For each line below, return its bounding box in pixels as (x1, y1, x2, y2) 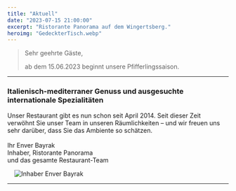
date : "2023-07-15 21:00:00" (7, 17, 93, 24)
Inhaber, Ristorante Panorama (7, 148, 93, 157)
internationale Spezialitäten (7, 95, 104, 105)
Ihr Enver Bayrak (7, 141, 55, 149)
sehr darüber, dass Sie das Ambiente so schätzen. (7, 126, 153, 134)
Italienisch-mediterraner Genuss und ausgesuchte (7, 87, 184, 97)
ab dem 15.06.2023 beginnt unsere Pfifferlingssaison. (24, 62, 180, 71)
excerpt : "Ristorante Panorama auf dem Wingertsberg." (7, 23, 171, 30)
